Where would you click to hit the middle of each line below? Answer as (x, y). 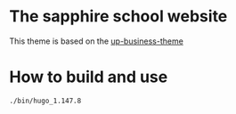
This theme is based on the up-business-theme (97, 41)
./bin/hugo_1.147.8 (45, 101)
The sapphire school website (118, 16)
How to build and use (89, 77)
